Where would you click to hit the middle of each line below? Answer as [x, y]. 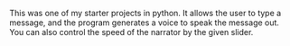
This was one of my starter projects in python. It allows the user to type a [145, 13]
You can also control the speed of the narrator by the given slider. [131, 32]
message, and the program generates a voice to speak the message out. [145, 23]
